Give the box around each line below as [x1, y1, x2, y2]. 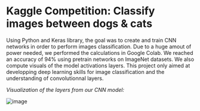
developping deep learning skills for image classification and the [6, 68, 165, 75]
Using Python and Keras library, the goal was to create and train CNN [6, 36, 177, 44]
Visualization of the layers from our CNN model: [6, 86, 125, 93]
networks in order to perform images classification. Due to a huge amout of [6, 43, 192, 50]
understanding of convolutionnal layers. [6, 75, 104, 82]
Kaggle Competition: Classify [6, 4, 155, 18]
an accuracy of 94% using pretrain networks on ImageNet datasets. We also [6, 55, 195, 63]
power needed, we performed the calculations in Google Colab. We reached [6, 49, 193, 56]
